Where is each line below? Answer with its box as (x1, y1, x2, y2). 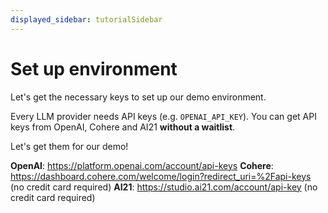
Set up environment (10, 57, 178, 80)
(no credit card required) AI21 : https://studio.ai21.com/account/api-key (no (10, 181, 318, 193)
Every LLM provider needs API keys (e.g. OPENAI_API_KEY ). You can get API (10, 110, 317, 122)
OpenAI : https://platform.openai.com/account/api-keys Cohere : (10, 159, 274, 171)
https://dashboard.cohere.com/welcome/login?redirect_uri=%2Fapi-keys (10, 170, 312, 182)
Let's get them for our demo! (10, 140, 129, 152)
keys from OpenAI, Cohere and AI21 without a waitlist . (10, 121, 236, 133)
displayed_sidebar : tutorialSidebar (10, 14, 163, 25)
